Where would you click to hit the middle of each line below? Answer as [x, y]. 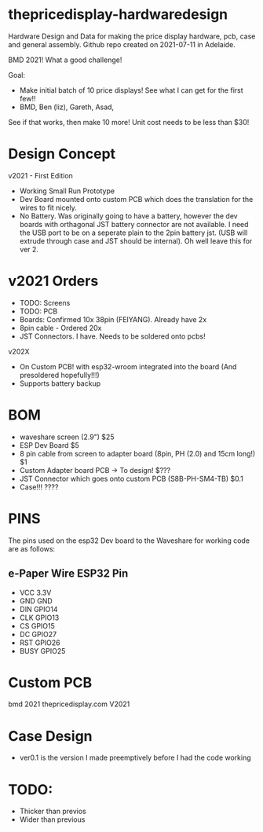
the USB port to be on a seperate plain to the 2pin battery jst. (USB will [133, 233]
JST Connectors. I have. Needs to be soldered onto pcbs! [112, 336]
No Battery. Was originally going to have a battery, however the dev [128, 216]
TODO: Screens [45, 302]
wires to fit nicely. [48, 207]
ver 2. [29, 249]
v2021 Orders [53, 281]
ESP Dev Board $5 [49, 445]
